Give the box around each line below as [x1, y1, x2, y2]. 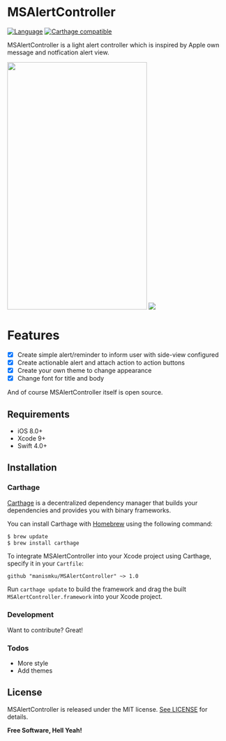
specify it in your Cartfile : [7, 559, 84, 568]
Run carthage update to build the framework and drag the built [7, 585, 187, 593]
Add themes [17, 666, 53, 675]
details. [7, 712, 29, 721]
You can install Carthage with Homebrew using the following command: [7, 519, 213, 528]
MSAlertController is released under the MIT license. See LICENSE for [7, 705, 208, 713]
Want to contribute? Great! [7, 625, 84, 634]
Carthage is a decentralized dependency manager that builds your [7, 498, 198, 507]
